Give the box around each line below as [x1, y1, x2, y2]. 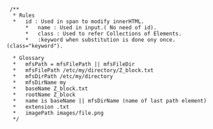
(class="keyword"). [6, 43, 64, 50]
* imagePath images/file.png [13, 109, 104, 116]
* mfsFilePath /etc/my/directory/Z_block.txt [13, 67, 154, 74]
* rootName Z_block [13, 91, 76, 98]
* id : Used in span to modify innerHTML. [13, 18, 145, 25]
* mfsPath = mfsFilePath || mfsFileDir [13, 61, 135, 68]
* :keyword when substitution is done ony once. [24, 36, 176, 43]
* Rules [13, 12, 36, 19]
